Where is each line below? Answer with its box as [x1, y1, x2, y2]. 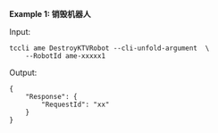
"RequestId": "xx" [41, 100, 110, 109]
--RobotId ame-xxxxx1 [25, 52, 105, 61]
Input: [9, 27, 31, 37]
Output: [9, 67, 38, 78]
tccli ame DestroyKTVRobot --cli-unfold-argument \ [9, 44, 210, 53]
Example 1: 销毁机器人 [9, 9, 91, 19]
